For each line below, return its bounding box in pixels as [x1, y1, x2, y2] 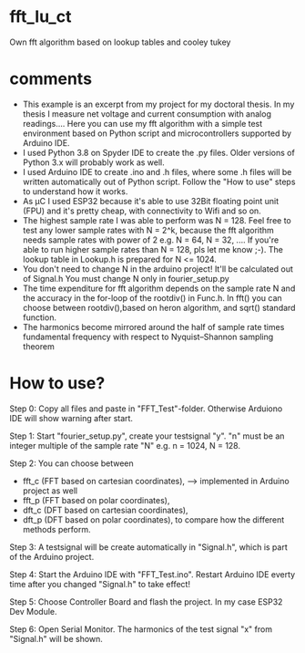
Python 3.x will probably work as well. [22, 157, 166, 168]
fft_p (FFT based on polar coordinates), [22, 494, 170, 505]
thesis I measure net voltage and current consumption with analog [22, 108, 271, 119]
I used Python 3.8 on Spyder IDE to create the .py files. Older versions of [22, 147, 296, 158]
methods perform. [22, 523, 91, 534]
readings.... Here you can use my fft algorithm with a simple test [22, 118, 263, 129]
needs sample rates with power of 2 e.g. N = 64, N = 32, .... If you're [22, 234, 280, 245]
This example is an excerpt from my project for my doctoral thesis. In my [22, 98, 295, 109]
